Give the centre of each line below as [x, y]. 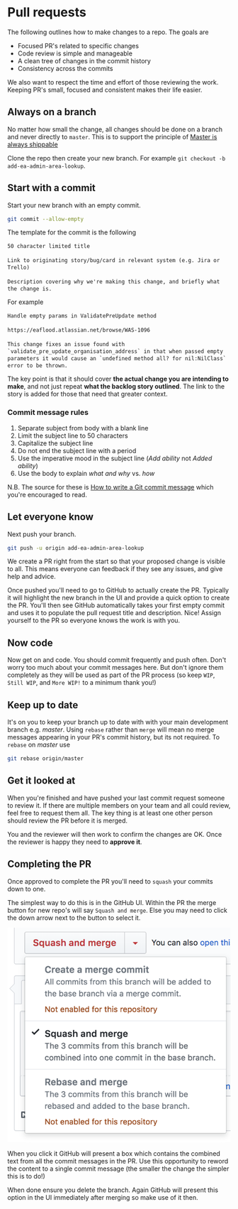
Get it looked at [41, 781]
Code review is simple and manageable [75, 53]
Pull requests [47, 12]
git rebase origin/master [45, 759]
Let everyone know [51, 517]
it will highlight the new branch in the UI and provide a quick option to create [119, 598]
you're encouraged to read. [47, 494]
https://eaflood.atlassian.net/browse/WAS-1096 [79, 330]
